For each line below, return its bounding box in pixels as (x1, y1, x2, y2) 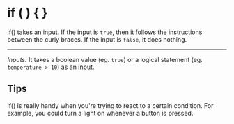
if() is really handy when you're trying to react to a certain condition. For (7, 101, 214, 109)
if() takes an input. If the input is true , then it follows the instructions (7, 28, 203, 36)
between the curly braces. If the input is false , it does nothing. (7, 35, 187, 43)
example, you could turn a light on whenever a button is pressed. (7, 109, 194, 117)
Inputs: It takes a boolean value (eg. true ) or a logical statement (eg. (7, 55, 203, 63)
